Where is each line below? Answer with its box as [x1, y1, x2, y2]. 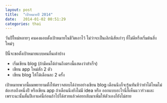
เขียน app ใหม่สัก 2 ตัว [12, 66, 52, 72]
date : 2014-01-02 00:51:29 [5, 16, 66, 21]
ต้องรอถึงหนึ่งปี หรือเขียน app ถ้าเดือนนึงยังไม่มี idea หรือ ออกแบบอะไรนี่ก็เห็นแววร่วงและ [5, 87, 154, 93]
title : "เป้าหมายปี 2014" [5, 12, 53, 17]
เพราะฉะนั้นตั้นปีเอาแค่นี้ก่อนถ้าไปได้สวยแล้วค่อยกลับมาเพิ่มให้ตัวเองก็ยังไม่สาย [5, 93, 131, 99]
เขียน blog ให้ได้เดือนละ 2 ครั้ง [12, 72, 65, 78]
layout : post [5, 7, 32, 12]
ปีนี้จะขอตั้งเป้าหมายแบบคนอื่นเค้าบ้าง [5, 50, 65, 56]
